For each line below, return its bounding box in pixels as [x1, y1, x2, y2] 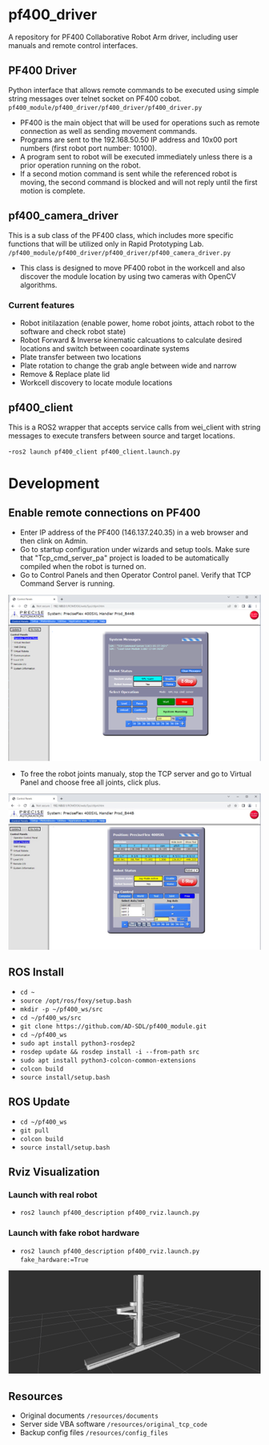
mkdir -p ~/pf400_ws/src [19, 1005, 103, 1013]
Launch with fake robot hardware [8, 1228, 140, 1239]
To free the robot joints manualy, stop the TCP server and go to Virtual [19, 769, 252, 778]
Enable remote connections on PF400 [8, 507, 201, 520]
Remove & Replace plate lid [19, 369, 110, 378]
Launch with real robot [8, 1189, 98, 1200]
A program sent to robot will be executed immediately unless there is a [19, 151, 253, 161]
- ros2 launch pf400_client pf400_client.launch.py [8, 446, 180, 456]
